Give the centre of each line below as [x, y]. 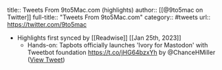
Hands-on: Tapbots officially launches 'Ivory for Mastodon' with [118, 45]
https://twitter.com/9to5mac [47, 24]
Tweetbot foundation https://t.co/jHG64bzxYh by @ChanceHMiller [121, 52]
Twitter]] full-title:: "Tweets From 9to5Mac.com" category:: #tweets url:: [109, 17]
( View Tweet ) [46, 60]
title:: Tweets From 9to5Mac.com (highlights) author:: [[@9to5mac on [105, 10]
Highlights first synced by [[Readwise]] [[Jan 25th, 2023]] [99, 38]
